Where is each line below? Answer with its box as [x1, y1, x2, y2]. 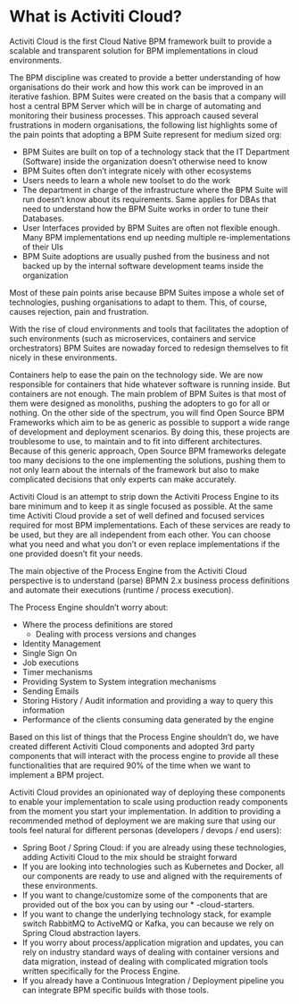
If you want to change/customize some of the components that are [21, 890, 268, 900]
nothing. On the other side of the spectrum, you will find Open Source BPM [9, 407, 285, 418]
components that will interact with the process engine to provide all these [9, 750, 279, 761]
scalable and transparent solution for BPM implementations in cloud [9, 45, 259, 55]
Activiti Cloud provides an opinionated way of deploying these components [9, 787, 286, 797]
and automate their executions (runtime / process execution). [9, 584, 235, 595]
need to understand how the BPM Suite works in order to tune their [21, 203, 270, 214]
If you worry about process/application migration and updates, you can [21, 937, 284, 948]
